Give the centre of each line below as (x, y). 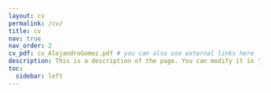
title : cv (25, 31)
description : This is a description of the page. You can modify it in (131, 61)
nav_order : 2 (30, 46)
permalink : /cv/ (35, 23)
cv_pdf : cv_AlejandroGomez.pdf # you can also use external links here (131, 53)
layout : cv (27, 16)
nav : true (25, 38)
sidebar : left (39, 76)
